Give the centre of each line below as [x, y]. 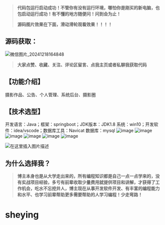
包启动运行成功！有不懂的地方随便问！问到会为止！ [69, 14]
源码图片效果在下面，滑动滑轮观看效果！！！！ [65, 24]
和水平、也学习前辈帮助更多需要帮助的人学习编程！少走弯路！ [80, 195]
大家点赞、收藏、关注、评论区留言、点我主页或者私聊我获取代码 [82, 65]
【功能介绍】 [25, 82]
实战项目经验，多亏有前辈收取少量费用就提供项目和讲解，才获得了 [88, 183]
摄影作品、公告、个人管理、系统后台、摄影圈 [50, 94]
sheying [22, 215]
